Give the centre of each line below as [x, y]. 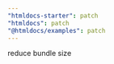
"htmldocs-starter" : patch [53, 16]
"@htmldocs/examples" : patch [57, 30]
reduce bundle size [40, 54]
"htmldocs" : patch [38, 23]
